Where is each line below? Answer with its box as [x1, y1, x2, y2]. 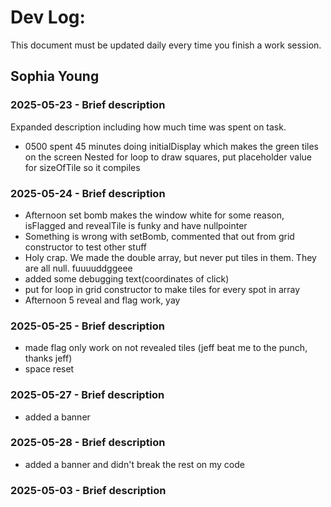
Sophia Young [10, 68, 100, 85]
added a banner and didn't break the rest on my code [24, 458, 245, 470]
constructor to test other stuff [24, 241, 147, 253]
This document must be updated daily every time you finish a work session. [10, 39, 322, 51]
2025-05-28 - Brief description [10, 436, 166, 450]
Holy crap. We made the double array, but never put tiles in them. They [24, 251, 317, 263]
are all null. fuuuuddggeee [24, 262, 133, 274]
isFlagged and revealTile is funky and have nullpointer [24, 219, 248, 231]
